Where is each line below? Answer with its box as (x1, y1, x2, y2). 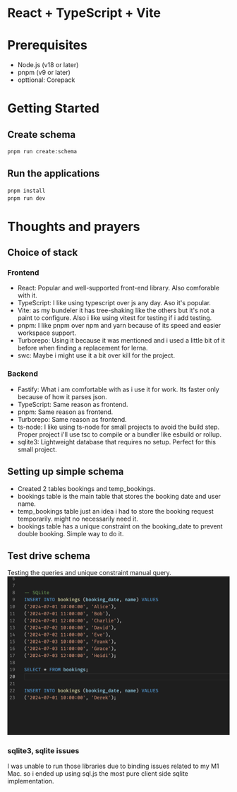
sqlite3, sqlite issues (7, 746, 80, 756)
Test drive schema (7, 550, 90, 562)
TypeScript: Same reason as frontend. (17, 400, 128, 408)
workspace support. (17, 329, 76, 337)
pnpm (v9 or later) (17, 69, 71, 77)
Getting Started (7, 100, 100, 117)
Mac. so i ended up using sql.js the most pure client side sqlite (7, 769, 188, 778)
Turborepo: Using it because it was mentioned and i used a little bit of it (17, 336, 226, 345)
